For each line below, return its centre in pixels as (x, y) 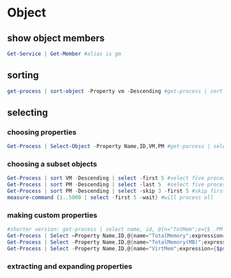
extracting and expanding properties (70, 266)
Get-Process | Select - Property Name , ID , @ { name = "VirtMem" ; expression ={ (112, 248)
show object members (56, 38)
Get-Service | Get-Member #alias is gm (64, 54)
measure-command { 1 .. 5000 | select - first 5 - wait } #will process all (110, 197)
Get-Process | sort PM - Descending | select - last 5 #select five (106, 185)
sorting (23, 75)
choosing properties (42, 132)
